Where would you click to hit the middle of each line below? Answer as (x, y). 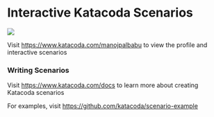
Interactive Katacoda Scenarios (100, 13)
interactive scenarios (37, 52)
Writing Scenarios (38, 70)
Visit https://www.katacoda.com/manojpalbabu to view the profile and (107, 45)
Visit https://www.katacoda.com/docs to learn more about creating (103, 85)
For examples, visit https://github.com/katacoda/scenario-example (102, 106)
